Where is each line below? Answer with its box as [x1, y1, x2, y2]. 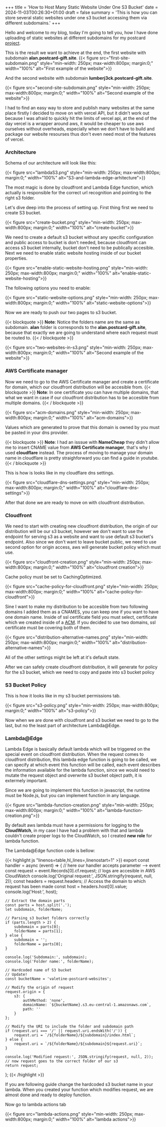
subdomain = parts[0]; [14, 924, 61, 929]
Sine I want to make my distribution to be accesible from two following [5, 603, 148, 609]
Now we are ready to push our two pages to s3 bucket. [5, 310, 117, 316]
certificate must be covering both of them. [5, 624, 91, 631]
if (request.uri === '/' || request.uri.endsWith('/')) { [5, 1028, 127, 1033]
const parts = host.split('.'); [5, 903, 72, 908]
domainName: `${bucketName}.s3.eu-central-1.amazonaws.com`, [23, 1003, 152, 1008]
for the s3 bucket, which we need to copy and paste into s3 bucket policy [5, 669, 155, 675]
